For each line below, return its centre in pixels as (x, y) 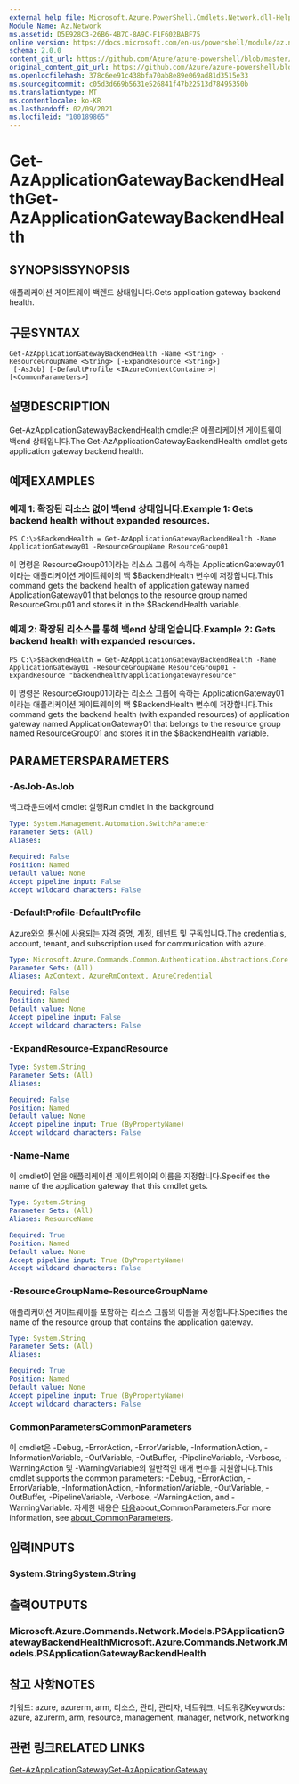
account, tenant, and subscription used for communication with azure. (138, 943)
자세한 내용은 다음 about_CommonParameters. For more (173, 1507)
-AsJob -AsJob (42, 787)
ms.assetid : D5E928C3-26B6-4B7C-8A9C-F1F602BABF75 (105, 34)
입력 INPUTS (42, 1548)
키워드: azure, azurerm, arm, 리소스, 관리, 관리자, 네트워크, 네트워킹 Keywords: (147, 1707)
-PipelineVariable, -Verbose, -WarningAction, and (139, 1497)
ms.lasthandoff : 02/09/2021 (61, 109)
